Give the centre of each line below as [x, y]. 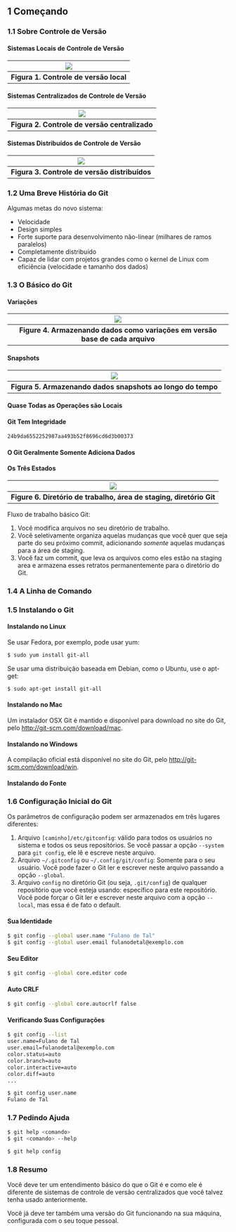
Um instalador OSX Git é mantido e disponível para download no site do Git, [117, 720]
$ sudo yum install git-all [48, 655]
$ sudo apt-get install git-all [54, 689]
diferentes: [23, 824]
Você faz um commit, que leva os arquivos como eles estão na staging [120, 558]
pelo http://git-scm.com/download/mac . [65, 728]
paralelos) [32, 245]
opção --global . [41, 875]
